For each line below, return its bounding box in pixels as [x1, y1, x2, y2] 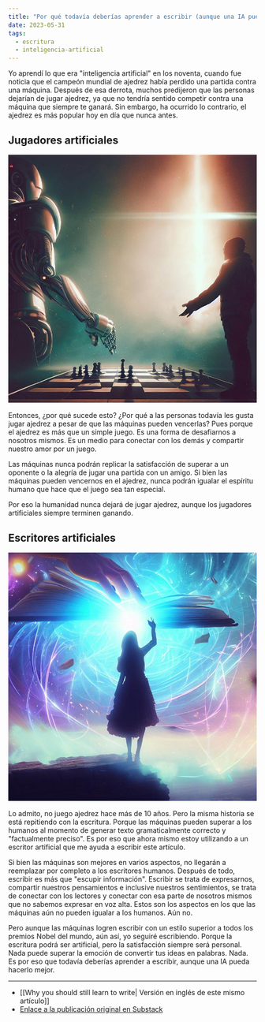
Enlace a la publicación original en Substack [19, 1004, 163, 1013]
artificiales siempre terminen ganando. [8, 509, 134, 518]
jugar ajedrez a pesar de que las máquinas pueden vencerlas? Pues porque [8, 419, 254, 429]
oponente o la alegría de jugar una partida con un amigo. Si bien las [8, 468, 228, 477]
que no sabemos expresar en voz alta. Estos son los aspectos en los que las [8, 899, 256, 908]
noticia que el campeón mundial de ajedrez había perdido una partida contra [8, 77, 256, 87]
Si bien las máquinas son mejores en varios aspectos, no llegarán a [8, 857, 226, 867]
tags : [8, 29, 26, 37]
